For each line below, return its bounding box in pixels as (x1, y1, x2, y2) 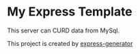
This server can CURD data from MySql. (7, 26, 120, 34)
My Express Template (7, 4, 133, 20)
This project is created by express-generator (7, 39, 133, 47)
